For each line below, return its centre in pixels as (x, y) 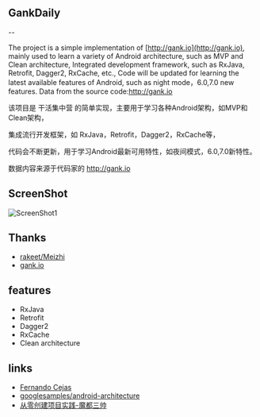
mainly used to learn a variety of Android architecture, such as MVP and (126, 56)
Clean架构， (29, 118)
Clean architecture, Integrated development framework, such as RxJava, (126, 64)
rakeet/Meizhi (42, 257)
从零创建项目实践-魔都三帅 (63, 405)
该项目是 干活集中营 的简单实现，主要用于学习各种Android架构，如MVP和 (128, 107)
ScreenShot (38, 194)
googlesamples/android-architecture (80, 396)
